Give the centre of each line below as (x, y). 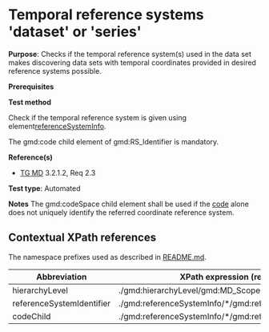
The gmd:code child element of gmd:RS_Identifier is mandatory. (114, 141)
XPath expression (215, 277)
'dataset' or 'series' (75, 32)
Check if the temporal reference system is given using (97, 117)
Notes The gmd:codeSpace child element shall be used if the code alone (129, 204)
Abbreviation (61, 277)
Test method (30, 102)
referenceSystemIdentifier (62, 303)
